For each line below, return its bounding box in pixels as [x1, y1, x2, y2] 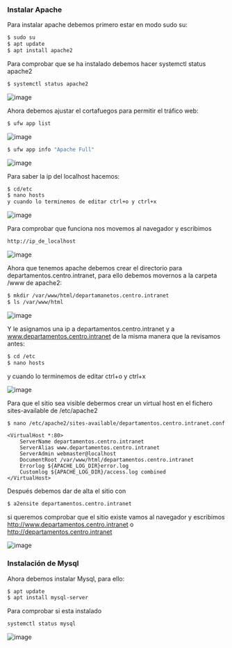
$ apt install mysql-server [7, 594, 89, 601]
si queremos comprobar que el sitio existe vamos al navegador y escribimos [7, 513, 225, 521]
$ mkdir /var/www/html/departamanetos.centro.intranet [7, 292, 169, 300]
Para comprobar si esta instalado [7, 607, 102, 615]
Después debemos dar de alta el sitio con [7, 487, 126, 495]
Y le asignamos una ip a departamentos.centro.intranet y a [7, 325, 175, 333]
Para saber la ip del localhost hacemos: [7, 172, 120, 180]
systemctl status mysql [7, 620, 76, 627]
